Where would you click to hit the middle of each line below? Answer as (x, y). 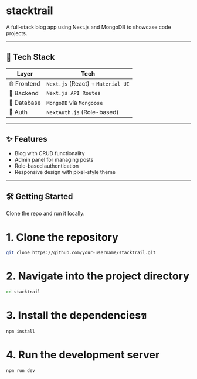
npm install (21, 331)
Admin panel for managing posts (54, 159)
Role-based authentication (47, 166)
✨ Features (27, 139)
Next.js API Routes (74, 93)
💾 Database (25, 103)
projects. (17, 33)
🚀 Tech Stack (30, 57)
